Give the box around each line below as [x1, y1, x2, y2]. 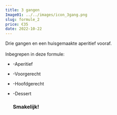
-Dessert [12, 91, 32, 97]
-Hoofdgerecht [12, 81, 44, 87]
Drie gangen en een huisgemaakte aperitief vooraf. [5, 40, 112, 46]
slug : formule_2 [5, 17, 40, 22]
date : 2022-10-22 [5, 26, 42, 32]
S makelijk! [12, 103, 40, 110]
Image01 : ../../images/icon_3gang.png [5, 12, 87, 17]
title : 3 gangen [5, 7, 40, 13]
